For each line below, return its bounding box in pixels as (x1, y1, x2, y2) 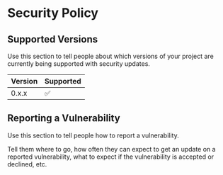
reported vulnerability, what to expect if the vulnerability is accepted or (7, 152, 215, 161)
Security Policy (7, 5, 99, 21)
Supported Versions (7, 33, 98, 45)
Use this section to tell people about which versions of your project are (7, 52, 214, 60)
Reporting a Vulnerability (7, 112, 120, 125)
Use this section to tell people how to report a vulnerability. (7, 131, 179, 140)
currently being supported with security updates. (7, 60, 151, 68)
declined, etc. (7, 159, 47, 168)
